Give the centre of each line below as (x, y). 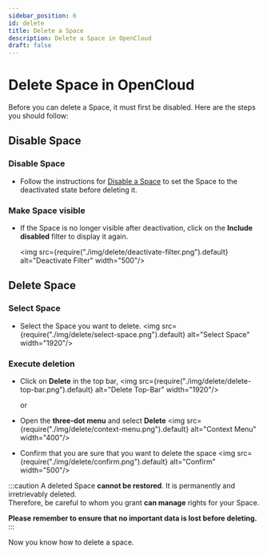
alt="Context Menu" (224, 429)
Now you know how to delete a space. (71, 542)
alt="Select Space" (219, 334)
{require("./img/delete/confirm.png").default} (94, 462)
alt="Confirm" (193, 462)
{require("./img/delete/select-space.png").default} (103, 334)
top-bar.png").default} (56, 390)
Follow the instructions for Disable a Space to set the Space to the (129, 181)
